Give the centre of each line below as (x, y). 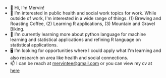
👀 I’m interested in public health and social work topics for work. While (83, 13)
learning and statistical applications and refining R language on (75, 39)
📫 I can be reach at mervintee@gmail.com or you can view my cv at (81, 63)
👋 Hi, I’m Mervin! (27, 8)
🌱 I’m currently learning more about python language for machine (78, 34)
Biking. (17, 29)
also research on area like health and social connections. (69, 58)
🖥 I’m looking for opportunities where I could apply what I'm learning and (86, 50)
